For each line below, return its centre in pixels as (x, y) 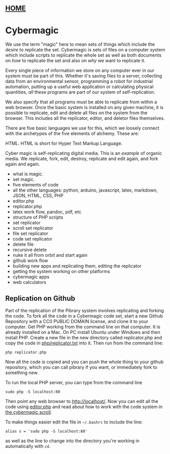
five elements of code (35, 185)
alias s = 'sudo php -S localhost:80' (46, 432)
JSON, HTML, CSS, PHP (38, 196)
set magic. (23, 179)
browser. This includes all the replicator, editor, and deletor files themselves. (85, 118)
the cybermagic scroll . (29, 412)
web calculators (30, 282)
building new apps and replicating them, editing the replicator (77, 266)
